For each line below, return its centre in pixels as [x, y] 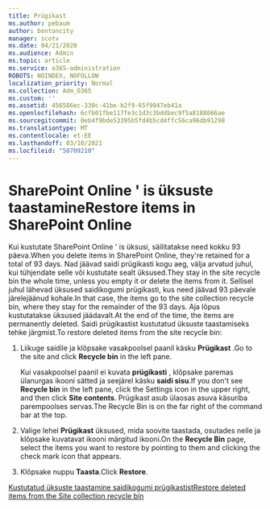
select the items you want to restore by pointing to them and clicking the [140, 448]
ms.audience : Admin [41, 53]
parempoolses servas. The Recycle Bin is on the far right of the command [141, 407]
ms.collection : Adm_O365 [50, 91]
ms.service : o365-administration [64, 68]
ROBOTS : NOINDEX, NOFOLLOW [54, 76]
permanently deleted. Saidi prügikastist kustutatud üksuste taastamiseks [129, 324]
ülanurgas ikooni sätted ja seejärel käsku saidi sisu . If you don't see [131, 381]
